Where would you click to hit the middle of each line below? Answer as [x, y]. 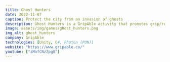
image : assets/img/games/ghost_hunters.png [52, 28]
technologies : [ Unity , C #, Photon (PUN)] [50, 42]
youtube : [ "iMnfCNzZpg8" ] [32, 51]
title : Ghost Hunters [28, 10]
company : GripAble [25, 38]
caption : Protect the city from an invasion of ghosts [64, 19]
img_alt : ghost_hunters [30, 33]
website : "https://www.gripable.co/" [45, 47]
